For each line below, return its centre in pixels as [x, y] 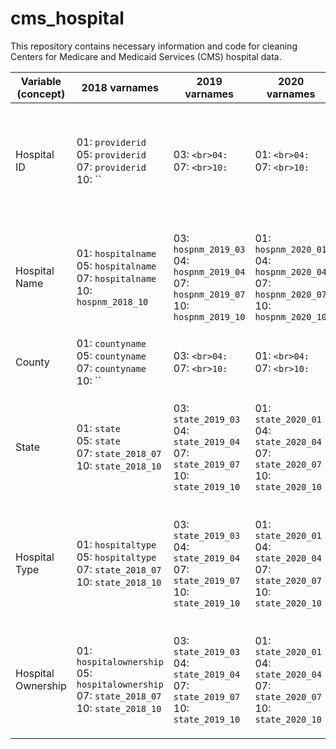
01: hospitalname [116, 253]
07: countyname [111, 368]
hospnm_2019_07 [209, 294]
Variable [41, 81]
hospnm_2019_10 [209, 316]
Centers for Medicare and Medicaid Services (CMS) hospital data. [146, 56]
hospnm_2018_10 [112, 301]
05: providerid [111, 154]
